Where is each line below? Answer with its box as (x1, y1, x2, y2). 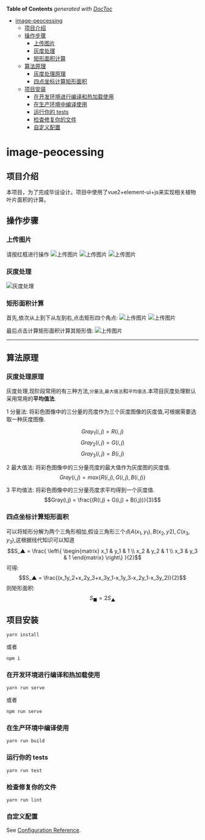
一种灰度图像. (11, 415, 46, 423)
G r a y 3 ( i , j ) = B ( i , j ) (81, 450, 124, 459)
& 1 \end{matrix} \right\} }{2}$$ (63, 554, 142, 561)
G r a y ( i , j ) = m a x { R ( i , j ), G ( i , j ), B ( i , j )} (59, 473, 146, 481)
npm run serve (6, 709, 43, 715)
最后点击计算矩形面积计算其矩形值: (6, 327, 94, 335)
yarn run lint (6, 797, 43, 803)
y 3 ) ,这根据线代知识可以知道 (6, 536, 75, 546)
